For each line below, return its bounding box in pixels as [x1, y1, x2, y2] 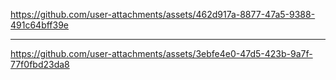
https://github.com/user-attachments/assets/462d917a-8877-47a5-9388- [10, 9, 316, 20]
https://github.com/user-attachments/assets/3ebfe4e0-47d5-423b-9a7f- [10, 48, 313, 59]
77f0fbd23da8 [10, 59, 70, 70]
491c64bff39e [10, 19, 70, 31]
